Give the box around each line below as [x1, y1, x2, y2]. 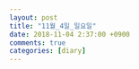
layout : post [9, 13, 58, 22]
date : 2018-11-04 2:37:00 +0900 [9, 30, 130, 39]
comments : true [9, 38, 66, 47]
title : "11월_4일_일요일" [9, 22, 97, 30]
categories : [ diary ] [9, 47, 87, 56]
